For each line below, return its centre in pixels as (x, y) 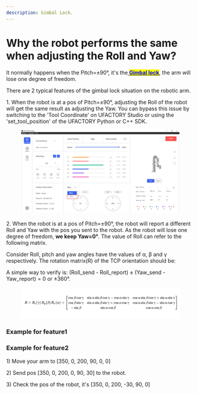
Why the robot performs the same (92, 43)
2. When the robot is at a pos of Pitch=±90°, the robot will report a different (98, 223)
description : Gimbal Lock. (40, 13)
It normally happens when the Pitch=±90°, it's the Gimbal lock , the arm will (98, 73)
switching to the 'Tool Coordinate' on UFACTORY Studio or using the (90, 115)
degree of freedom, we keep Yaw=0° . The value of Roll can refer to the (94, 236)
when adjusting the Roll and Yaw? (91, 55)
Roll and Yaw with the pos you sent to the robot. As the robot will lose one (97, 230)
